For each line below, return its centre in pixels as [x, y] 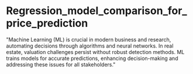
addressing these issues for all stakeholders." [61, 64]
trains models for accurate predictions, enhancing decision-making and [92, 58]
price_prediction [47, 23]
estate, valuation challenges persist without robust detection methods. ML [95, 52]
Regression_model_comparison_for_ [96, 11]
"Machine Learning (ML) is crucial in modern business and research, [89, 39]
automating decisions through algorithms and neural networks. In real [90, 46]
